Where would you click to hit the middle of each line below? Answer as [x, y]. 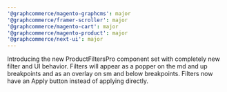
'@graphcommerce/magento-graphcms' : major [69, 13]
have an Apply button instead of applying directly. [78, 81]
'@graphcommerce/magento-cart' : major [63, 26]
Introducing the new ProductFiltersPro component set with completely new [114, 59]
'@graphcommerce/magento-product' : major [68, 33]
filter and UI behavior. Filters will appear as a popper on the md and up [108, 66]
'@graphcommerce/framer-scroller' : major [68, 20]
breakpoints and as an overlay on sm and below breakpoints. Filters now [110, 74]
